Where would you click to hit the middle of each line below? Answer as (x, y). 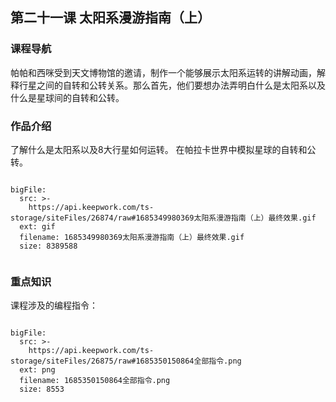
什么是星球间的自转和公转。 (67, 97)
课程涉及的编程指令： (54, 305)
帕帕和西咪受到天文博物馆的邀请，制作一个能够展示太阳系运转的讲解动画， (163, 72)
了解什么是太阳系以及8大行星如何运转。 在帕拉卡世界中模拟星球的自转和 (159, 149)
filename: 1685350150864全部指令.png (95, 381)
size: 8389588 (48, 246)
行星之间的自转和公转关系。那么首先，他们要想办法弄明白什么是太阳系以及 (172, 85)
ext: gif (37, 226)
